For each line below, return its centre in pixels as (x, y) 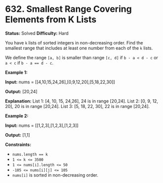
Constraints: (18, 145)
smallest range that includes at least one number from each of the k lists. (79, 48)
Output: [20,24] (21, 91)
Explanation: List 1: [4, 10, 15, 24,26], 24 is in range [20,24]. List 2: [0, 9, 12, (82, 101)
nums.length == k (30, 154)
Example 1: (16, 72)
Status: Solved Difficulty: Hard (37, 33)
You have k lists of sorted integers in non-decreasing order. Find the (74, 42)
